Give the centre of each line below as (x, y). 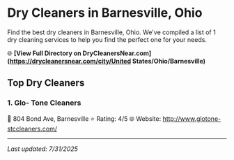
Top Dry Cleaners (46, 83)
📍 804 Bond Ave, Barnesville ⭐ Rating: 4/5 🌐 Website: (84, 118)
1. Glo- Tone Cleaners (44, 103)
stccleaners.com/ (32, 129)
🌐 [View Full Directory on (44, 53)
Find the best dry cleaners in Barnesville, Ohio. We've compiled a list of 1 (111, 32)
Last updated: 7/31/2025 (43, 149)
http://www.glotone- (192, 118)
